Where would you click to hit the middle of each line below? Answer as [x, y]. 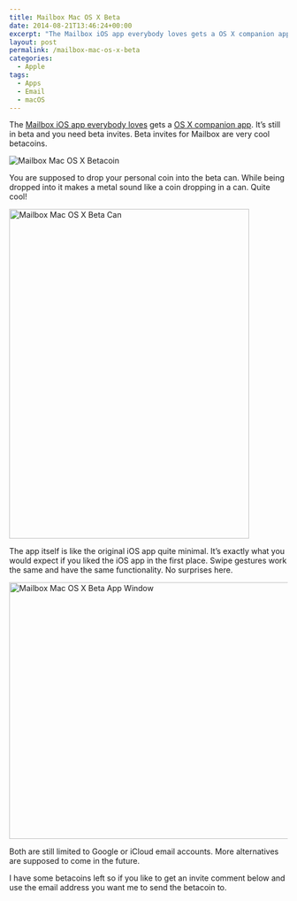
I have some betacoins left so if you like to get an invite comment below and [147, 878]
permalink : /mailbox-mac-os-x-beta [75, 50]
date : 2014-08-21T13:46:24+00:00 [71, 26]
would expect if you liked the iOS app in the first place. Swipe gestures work [148, 561]
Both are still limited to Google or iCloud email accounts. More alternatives [144, 851]
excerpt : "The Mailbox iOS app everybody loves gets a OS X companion [142, 34]
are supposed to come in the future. [74, 861]
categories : [31, 58]
